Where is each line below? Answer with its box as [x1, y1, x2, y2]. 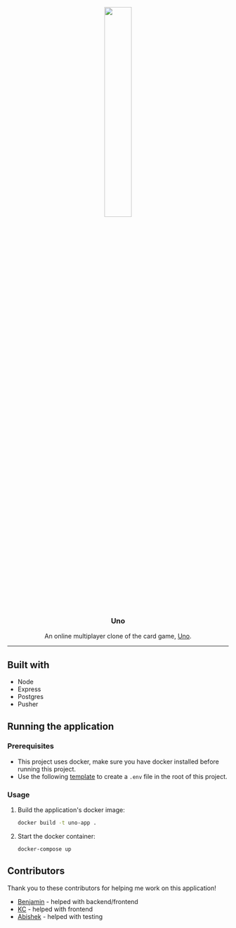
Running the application [7, 720, 114, 732]
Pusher [17, 700, 39, 709]
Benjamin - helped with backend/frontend [17, 897, 138, 906]
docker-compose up [17, 845, 72, 853]
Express [17, 685, 41, 693]
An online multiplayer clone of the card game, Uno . [44, 632, 192, 641]
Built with [7, 659, 50, 671]
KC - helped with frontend [17, 905, 93, 913]
